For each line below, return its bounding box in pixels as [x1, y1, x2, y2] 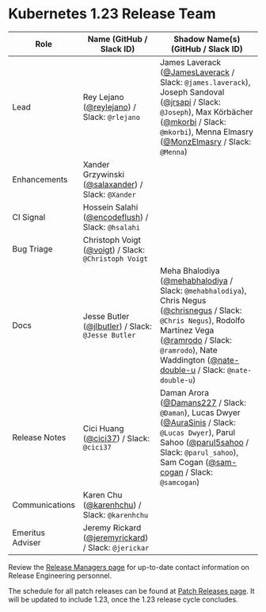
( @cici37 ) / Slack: [82, 433, 150, 444]
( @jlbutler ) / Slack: [82, 321, 153, 332]
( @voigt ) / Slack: [82, 244, 145, 255]
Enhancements [12, 174, 68, 185]
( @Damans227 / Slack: [159, 397, 247, 408]
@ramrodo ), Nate [159, 344, 218, 356]
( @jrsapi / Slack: [159, 96, 222, 107]
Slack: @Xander [82, 188, 136, 199]
